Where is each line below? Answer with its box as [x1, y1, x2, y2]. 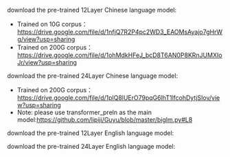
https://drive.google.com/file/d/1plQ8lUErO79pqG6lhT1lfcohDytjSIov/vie [16, 94, 220, 102]
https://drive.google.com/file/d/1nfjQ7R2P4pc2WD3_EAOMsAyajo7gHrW [16, 28, 223, 36]
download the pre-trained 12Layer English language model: [7, 129, 174, 137]
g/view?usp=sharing [16, 35, 76, 43]
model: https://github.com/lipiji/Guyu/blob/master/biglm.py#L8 [16, 116, 193, 123]
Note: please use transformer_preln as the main [16, 108, 152, 116]
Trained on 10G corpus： [16, 20, 88, 28]
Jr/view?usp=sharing [16, 59, 78, 66]
